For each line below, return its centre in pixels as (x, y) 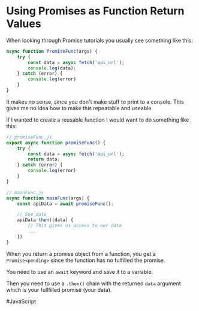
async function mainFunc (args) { (48, 198)
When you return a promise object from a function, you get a (81, 253)
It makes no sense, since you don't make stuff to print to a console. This (95, 102)
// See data (32, 215)
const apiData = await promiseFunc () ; (65, 204)
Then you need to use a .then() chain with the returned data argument (94, 283)
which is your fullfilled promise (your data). (59, 289)
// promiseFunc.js (29, 137)
